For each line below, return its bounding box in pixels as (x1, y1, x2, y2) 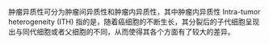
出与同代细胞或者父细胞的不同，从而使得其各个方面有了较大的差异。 (8, 27, 235, 36)
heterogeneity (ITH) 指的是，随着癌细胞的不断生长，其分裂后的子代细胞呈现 (8, 17, 260, 26)
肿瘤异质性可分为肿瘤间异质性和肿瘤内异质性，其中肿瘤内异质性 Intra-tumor (8, 7, 261, 16)
